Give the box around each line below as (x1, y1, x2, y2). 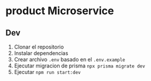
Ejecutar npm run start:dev (14, 69, 81, 75)
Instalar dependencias (14, 50, 68, 57)
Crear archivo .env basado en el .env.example (14, 56, 126, 63)
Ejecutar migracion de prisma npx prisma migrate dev (14, 62, 146, 69)
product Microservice (5, 4, 114, 18)
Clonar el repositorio (14, 43, 64, 50)
